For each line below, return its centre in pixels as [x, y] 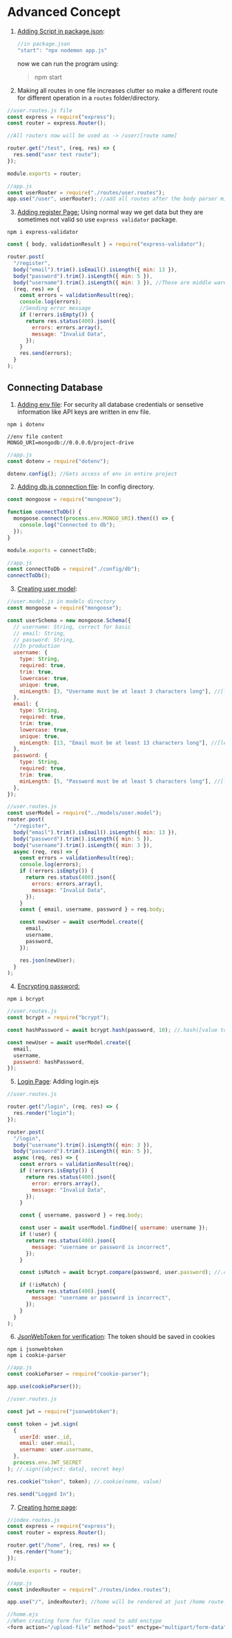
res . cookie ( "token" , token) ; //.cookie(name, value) [85, 1482]
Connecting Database [55, 388]
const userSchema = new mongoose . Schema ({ [69, 620]
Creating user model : [47, 589]
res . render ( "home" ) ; [43, 1551]
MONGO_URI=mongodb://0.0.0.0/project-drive [71, 443]
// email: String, [40, 633]
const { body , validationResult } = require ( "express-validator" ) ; [106, 244]
